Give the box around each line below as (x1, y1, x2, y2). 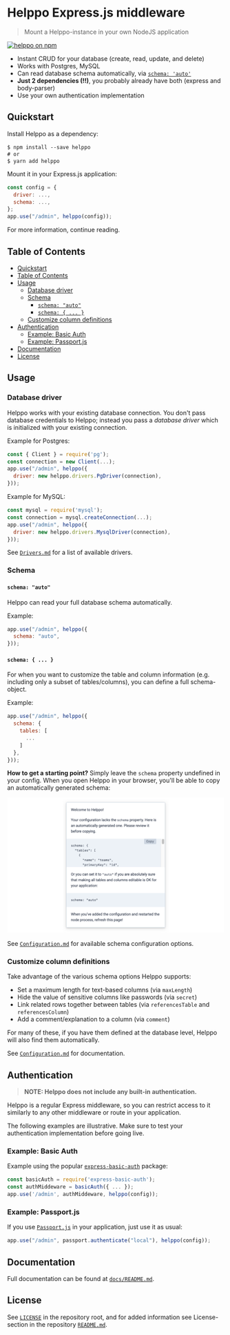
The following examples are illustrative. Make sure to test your (7, 1121, 184, 1130)
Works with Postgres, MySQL (17, 61, 101, 70)
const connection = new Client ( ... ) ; (7, 458, 116, 465)
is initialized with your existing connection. (7, 423, 127, 431)
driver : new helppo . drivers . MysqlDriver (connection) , (13, 529, 171, 536)
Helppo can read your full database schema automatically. (7, 598, 173, 606)
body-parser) (17, 84, 55, 92)
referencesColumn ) (17, 1007, 70, 1016)
